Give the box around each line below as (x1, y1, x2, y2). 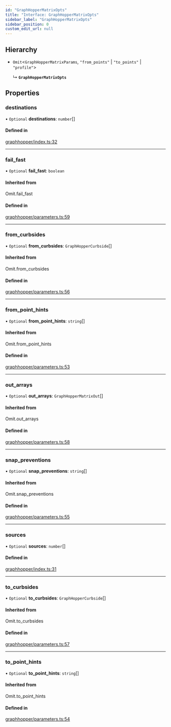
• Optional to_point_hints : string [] (5, 670, 79, 676)
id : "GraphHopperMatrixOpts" (5, 7, 67, 13)
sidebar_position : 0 (5, 21, 49, 27)
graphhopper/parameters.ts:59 (5, 213, 70, 220)
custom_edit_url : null (5, 26, 53, 32)
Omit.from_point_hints (5, 341, 52, 347)
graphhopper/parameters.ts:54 (5, 716, 70, 722)
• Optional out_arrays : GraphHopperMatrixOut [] (5, 393, 103, 399)
